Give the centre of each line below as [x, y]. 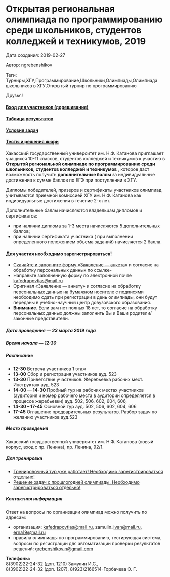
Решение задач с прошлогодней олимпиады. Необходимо [76, 482]
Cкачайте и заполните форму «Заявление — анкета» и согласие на [86, 265]
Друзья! [14, 95]
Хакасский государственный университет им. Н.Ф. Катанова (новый [80, 441]
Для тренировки [24, 458]
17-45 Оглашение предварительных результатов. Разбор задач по [85, 412]
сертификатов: [22, 215]
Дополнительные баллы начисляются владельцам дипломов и [74, 210]
